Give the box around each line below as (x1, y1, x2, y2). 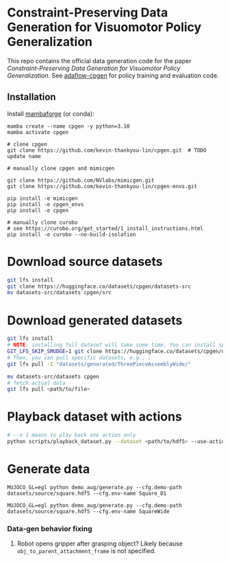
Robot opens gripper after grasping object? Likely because (16, 539, 183, 548)
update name (7, 153, 41, 159)
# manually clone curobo (7, 218, 78, 226)
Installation (7, 91, 56, 103)
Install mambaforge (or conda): (7, 109, 94, 117)
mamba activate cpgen (7, 128, 69, 135)
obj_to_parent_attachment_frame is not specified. (16, 547, 156, 555)
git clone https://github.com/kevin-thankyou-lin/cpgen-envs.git (7, 183, 197, 190)
